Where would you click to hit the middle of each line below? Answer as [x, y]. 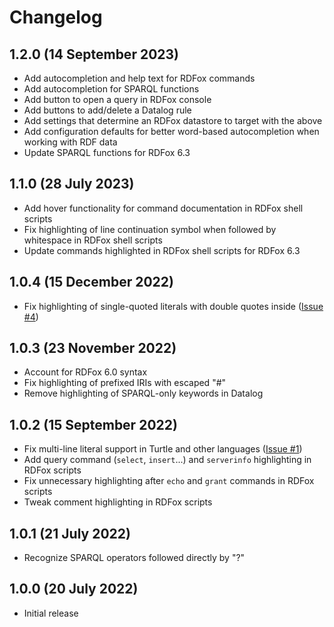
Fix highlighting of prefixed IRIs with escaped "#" [125, 383]
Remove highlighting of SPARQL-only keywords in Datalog [143, 393]
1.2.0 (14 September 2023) [94, 54]
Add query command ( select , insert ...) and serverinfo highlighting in [167, 460]
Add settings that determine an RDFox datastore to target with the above [173, 120]
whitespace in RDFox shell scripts [93, 240]
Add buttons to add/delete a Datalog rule [107, 110]
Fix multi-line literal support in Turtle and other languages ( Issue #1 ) [163, 449]
